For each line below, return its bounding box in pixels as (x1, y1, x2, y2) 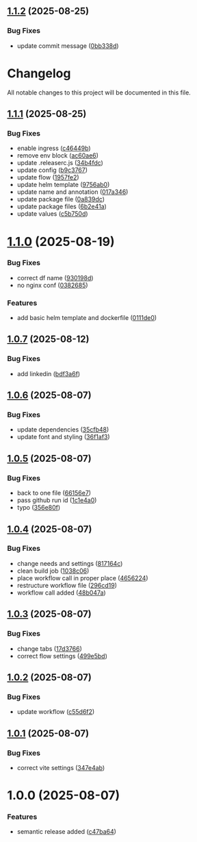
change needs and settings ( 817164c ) (16, 559, 123, 567)
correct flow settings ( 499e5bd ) (16, 652, 108, 660)
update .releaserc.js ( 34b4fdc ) (16, 159, 104, 167)
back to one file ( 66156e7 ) (16, 489, 91, 497)
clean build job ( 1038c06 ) (16, 567, 90, 575)
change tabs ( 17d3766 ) (16, 644, 82, 653)
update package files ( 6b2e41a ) (16, 202, 107, 211)
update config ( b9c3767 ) (16, 166, 88, 174)
